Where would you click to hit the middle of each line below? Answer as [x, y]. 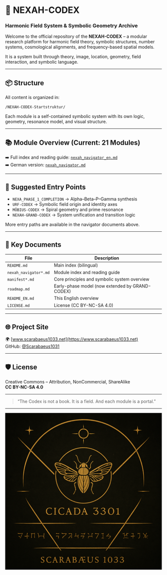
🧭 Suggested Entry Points [45, 187]
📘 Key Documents [33, 245]
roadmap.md [18, 289]
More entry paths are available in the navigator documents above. [73, 224]
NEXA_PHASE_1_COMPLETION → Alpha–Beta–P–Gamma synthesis [75, 199]
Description [107, 258]
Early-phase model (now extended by [93, 286]
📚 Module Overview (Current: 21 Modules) [73, 143]
